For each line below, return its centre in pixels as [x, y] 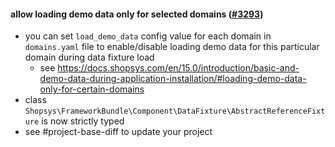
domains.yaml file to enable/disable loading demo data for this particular [172, 47]
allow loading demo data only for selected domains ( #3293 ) [137, 14]
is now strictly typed [83, 121]
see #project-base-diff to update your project [118, 132]
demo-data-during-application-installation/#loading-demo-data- [173, 79]
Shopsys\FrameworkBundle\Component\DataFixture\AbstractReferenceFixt [175, 111]
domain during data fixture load [89, 57]
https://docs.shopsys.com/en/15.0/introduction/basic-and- [178, 68]
